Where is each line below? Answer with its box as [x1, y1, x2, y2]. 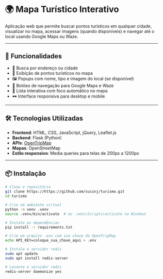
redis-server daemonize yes [5, 269, 62, 274]
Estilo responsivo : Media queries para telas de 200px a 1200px [12, 150, 139, 156]
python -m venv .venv [5, 207, 49, 212]
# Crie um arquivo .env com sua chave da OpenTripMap [5, 233, 116, 238]
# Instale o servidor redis [5, 247, 62, 252]
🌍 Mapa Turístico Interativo [5, 4, 119, 15]
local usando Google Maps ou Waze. [5, 33, 79, 39]
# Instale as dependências [5, 220, 60, 225]
